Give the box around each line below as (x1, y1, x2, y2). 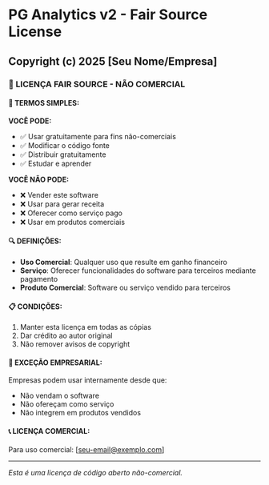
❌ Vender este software (19, 190, 98, 199)
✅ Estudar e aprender (19, 158, 92, 168)
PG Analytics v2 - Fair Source (8, 6, 208, 24)
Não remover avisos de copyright (19, 339, 130, 349)
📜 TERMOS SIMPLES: (8, 98, 80, 108)
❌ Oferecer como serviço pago (19, 208, 122, 218)
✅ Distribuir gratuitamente (19, 150, 106, 159)
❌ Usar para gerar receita (19, 198, 105, 209)
